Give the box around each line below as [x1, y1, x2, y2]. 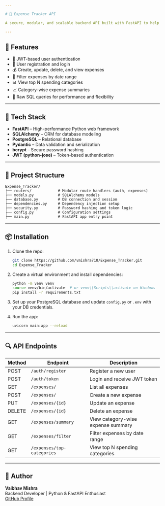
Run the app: [12, 314, 38, 320]
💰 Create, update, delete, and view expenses [12, 67, 105, 73]
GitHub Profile [5, 496, 34, 502]
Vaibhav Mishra [5, 485, 38, 491]
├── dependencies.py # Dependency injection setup [5, 201, 120, 206]
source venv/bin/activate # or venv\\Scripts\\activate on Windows [12, 285, 156, 291]
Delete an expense [89, 407, 133, 414]
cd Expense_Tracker [12, 262, 53, 268]
